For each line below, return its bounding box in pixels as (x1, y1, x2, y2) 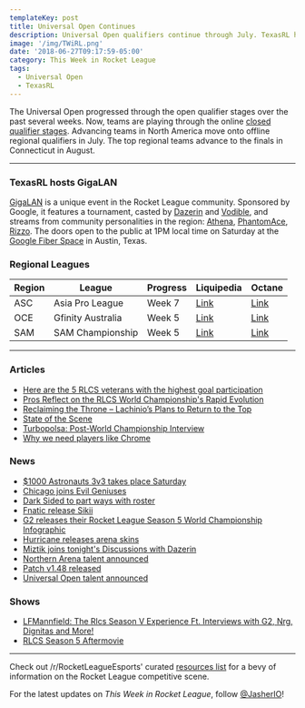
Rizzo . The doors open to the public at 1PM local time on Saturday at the (9, 225, 280, 237)
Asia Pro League (54, 297, 124, 309)
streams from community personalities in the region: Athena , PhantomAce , (9, 216, 289, 227)
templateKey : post (9, 13, 79, 23)
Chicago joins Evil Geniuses (22, 485, 127, 496)
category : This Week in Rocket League (9, 56, 156, 65)
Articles (9, 363, 45, 376)
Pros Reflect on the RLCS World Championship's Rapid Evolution (22, 393, 265, 405)
